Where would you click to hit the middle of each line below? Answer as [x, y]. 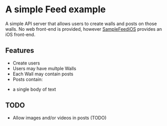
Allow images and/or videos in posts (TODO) [59, 118]
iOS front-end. [20, 34]
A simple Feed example [56, 9]
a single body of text [34, 89]
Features [20, 50]
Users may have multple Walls [44, 68]
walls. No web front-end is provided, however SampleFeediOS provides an [84, 29]
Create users [26, 63]
